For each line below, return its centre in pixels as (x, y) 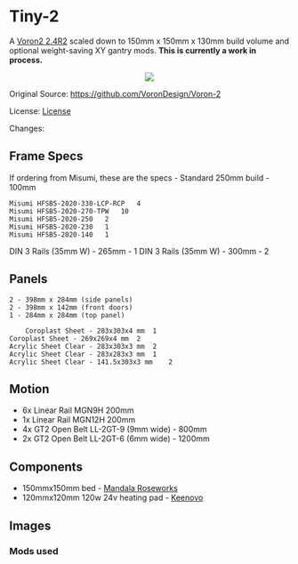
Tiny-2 (34, 16)
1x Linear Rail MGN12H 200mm (79, 420)
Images (30, 525)
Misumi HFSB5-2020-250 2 (59, 219)
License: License (40, 111)
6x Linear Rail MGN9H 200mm (78, 410)
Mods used (34, 551)
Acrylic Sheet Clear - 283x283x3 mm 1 (83, 354)
